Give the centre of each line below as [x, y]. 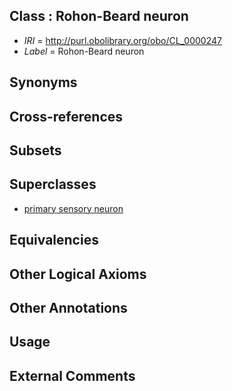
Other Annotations [68, 307]
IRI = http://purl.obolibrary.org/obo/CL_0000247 [122, 40]
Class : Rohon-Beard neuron [99, 16]
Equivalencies [54, 240]
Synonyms [43, 82]
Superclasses [53, 184]
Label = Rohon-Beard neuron [84, 51]
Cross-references [66, 116]
